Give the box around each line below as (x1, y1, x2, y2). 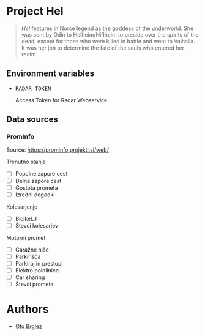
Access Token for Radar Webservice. (15, 96, 109, 103)
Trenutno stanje (6, 158, 46, 166)
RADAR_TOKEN (15, 84, 51, 92)
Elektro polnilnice (15, 267, 59, 274)
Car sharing (15, 274, 45, 281)
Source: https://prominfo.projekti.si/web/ (6, 146, 109, 154)
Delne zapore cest (15, 177, 62, 184)
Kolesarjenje (6, 203, 38, 211)
